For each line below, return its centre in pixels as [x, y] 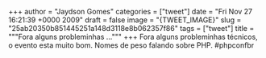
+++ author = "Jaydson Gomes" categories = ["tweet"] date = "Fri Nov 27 [131, 12]
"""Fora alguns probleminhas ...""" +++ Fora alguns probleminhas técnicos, [133, 37]
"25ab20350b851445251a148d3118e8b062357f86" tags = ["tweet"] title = [131, 28]
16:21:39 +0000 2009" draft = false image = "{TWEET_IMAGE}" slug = [125, 20]
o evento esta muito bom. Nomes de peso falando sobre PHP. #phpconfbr [131, 45]
